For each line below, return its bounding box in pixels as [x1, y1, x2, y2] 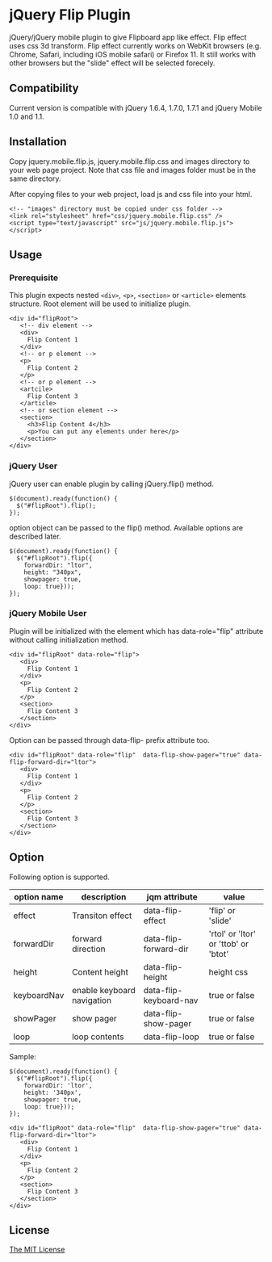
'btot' [208, 948, 229, 959]
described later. [9, 531, 61, 541]
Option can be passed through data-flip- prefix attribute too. [9, 735, 210, 744]
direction [72, 943, 106, 954]
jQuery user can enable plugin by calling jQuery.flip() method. [9, 479, 215, 488]
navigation [72, 995, 112, 1006]
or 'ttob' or [208, 938, 249, 950]
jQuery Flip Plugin [9, 6, 132, 24]
